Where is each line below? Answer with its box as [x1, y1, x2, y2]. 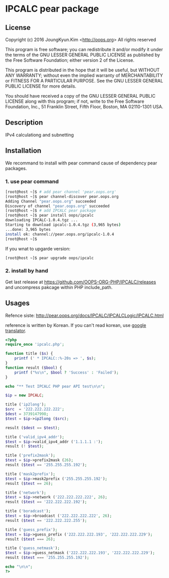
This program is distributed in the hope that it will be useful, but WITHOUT [5, 67, 160, 73]
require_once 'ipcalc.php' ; [5, 342, 65, 347]
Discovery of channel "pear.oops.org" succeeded [5, 203, 110, 209]
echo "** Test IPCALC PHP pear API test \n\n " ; [5, 384, 105, 389]
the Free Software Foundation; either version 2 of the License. [5, 57, 135, 63]
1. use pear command [5, 178, 59, 185]
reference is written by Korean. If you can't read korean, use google [5, 322, 147, 328]
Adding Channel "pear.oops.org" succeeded [5, 198, 96, 204]
